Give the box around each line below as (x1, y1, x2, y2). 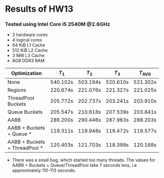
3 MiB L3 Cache (12, 53, 45, 59)
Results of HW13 (5, 3, 74, 15)
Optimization (11, 70, 42, 77)
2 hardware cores (12, 32, 48, 38)
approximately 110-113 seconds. (12, 167, 76, 173)
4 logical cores (12, 37, 42, 43)
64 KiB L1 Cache (12, 42, 45, 48)
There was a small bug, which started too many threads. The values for (12, 157, 156, 163)
